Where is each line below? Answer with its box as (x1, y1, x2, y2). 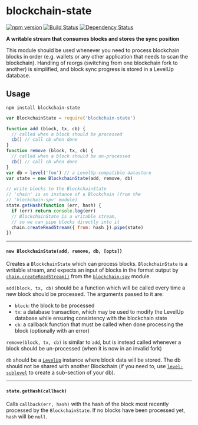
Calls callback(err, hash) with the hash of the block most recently (6, 400, 169, 407)
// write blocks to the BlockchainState (6, 186, 107, 192)
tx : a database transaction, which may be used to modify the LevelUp (14, 308, 184, 315)
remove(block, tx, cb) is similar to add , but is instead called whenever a (6, 339, 181, 346)
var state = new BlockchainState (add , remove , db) (6, 175, 133, 181)
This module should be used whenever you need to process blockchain (6, 46, 180, 54)
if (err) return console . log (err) (11, 208, 96, 214)
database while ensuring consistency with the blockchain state (14, 315, 167, 322)
